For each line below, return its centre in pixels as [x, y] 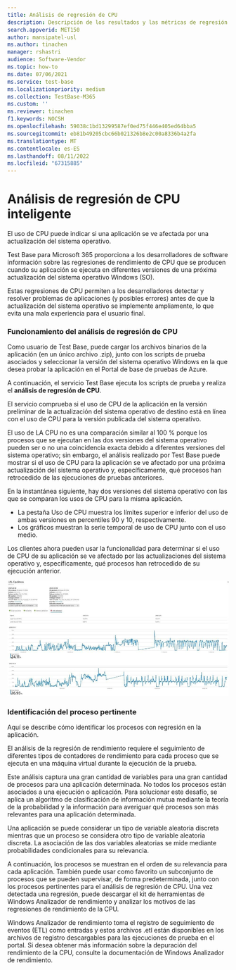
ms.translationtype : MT [42, 141]
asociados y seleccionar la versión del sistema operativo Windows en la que [118, 362]
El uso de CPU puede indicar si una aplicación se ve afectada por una [108, 234]
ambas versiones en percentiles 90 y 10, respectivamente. [101, 520]
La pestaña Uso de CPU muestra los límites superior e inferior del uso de [123, 512]
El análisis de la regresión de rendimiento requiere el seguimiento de [106, 748]
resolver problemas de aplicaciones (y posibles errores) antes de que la [111, 299]
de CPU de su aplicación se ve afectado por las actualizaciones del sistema [117, 556]
